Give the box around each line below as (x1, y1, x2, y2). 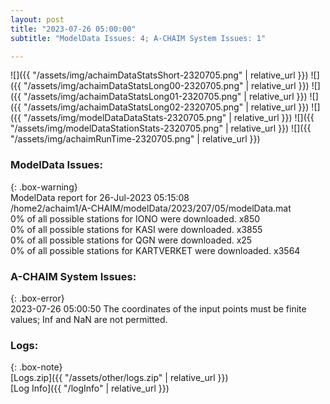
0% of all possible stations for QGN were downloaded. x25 (10, 234, 253, 246)
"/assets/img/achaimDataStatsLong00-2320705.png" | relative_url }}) (23, 80, 310, 92)
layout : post (10, 14, 65, 25)
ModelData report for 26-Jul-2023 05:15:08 (10, 191, 190, 203)
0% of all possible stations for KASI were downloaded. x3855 (10, 223, 263, 235)
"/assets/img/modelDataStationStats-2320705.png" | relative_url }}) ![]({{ (10, 122, 312, 135)
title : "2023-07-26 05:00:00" (10, 24, 137, 34)
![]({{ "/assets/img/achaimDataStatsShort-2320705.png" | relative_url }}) (10, 69, 309, 81)
